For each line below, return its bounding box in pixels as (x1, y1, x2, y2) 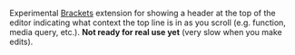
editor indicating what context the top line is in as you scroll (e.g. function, (9, 17, 286, 28)
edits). (9, 36, 34, 47)
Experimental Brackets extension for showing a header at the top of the (9, 8, 276, 18)
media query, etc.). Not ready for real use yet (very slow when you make (9, 27, 283, 37)
